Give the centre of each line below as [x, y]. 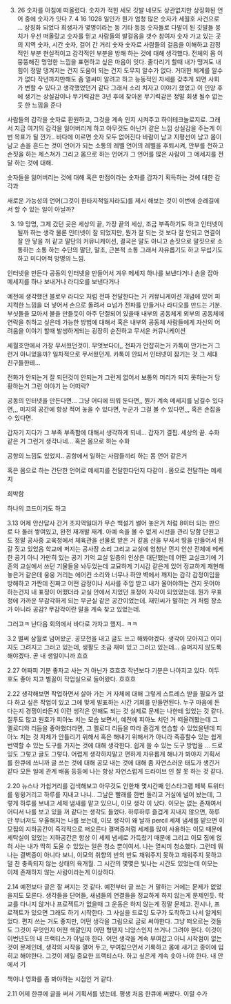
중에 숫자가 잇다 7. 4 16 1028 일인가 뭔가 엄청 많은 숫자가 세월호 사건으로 [122, 19]
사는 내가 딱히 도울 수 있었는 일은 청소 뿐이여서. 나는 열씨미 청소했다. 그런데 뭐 [119, 846]
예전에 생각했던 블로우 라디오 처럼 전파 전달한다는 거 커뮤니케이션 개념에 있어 [110, 296]
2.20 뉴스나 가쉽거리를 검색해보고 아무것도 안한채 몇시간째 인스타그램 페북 [107, 786]
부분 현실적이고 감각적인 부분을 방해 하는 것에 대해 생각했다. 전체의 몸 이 [127, 53]
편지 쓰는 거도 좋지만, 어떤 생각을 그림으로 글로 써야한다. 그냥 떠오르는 [115, 921]
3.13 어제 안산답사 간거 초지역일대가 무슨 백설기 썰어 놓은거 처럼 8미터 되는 [107, 523]
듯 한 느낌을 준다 [39, 105]
